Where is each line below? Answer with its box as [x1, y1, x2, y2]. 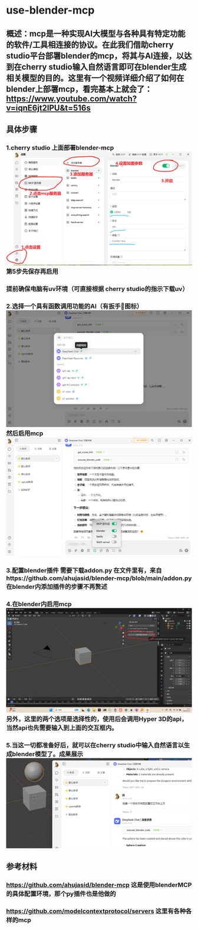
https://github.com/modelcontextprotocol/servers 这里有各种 [6, 907, 186, 915]
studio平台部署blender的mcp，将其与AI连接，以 [6, 51, 184, 61]
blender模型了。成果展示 [12, 750, 84, 758]
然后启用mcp [6, 429, 44, 438]
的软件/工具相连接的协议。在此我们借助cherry [6, 40, 174, 50]
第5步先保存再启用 [6, 267, 59, 276]
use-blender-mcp [6, 4, 95, 17]
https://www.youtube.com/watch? [6, 93, 137, 103]
